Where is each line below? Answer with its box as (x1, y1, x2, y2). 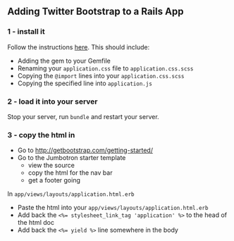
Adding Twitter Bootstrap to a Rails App (7, 6, 184, 18)
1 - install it (7, 27, 45, 37)
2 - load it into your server (7, 97, 98, 106)
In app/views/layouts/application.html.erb (7, 190, 135, 198)
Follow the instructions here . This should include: (7, 42, 150, 51)
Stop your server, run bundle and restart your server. (7, 112, 160, 121)
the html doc (17, 218, 55, 227)
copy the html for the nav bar (27, 168, 113, 177)
